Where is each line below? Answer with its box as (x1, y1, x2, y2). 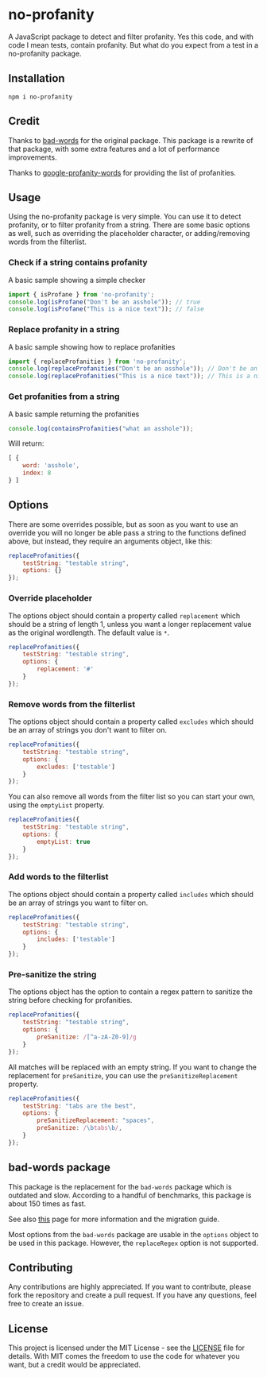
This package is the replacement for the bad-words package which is (8, 1182, 232, 1191)
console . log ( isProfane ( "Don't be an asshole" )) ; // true (8, 298, 201, 306)
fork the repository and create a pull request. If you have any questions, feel (8, 1290, 257, 1300)
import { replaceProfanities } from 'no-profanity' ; (8, 358, 187, 366)
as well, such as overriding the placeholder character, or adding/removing (8, 229, 250, 238)
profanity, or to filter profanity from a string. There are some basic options (8, 220, 250, 230)
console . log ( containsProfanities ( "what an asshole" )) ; (8, 424, 194, 432)
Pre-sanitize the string (8, 969, 97, 981)
